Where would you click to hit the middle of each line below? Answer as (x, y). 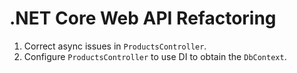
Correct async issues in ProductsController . (115, 46)
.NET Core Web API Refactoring (143, 18)
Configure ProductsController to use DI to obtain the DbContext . (155, 56)
